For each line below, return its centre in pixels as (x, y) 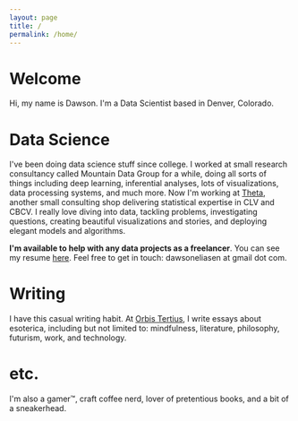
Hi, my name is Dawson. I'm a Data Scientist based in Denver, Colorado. (142, 103)
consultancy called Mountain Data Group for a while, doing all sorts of (138, 174)
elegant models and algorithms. (68, 231)
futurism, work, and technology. (68, 338)
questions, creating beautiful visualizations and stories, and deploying (138, 221)
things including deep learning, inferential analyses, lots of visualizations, (144, 184)
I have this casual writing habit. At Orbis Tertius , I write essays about (136, 319)
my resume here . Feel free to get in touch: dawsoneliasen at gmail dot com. (149, 258)
